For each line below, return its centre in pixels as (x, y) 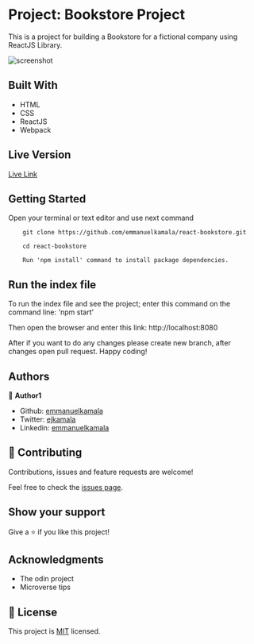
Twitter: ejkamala (48, 419)
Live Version (40, 155)
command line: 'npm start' (51, 312)
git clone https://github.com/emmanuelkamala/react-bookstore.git (135, 233)
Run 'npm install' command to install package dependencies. (125, 260)
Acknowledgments (56, 560)
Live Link (23, 174)
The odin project (46, 579)
